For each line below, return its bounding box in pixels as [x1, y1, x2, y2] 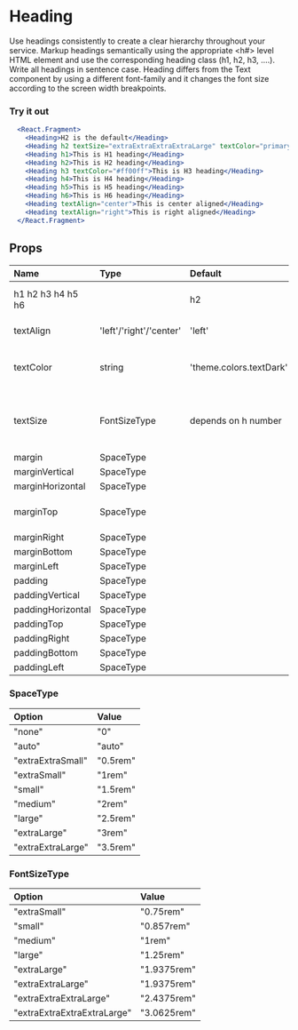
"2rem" [97, 797, 128, 810]
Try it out [9, 105, 50, 117]
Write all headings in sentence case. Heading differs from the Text [9, 64, 251, 75]
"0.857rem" [140, 920, 191, 932]
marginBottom [13, 545, 73, 557]
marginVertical [13, 465, 74, 477]
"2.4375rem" [140, 993, 197, 1005]
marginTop [13, 505, 59, 517]
